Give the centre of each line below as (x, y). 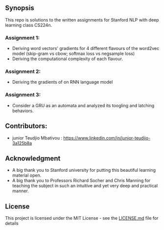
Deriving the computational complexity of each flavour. (68, 59)
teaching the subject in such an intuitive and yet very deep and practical (85, 186)
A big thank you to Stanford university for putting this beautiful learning (84, 170)
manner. (21, 191)
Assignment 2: (23, 71)
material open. (27, 175)
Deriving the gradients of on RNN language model (62, 82)
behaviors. (23, 111)
